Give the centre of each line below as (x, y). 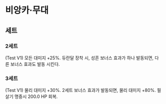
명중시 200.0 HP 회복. (36, 96)
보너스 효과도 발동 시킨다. (35, 64)
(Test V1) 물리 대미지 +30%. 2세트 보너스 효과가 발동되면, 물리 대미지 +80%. (80, 90)
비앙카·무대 (27, 10)
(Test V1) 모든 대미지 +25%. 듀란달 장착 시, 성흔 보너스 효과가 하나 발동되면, (79, 58)
